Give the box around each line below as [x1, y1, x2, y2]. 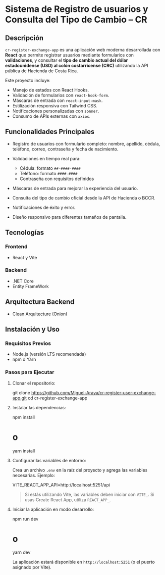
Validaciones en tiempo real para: [12, 155, 81, 161]
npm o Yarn [12, 356, 36, 362]
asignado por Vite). [12, 564, 52, 570]
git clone [12, 389, 31, 395]
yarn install [12, 448, 35, 454]
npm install [12, 414, 35, 420]
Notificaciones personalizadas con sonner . [12, 108, 99, 114]
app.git [12, 395, 27, 401]
